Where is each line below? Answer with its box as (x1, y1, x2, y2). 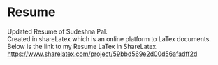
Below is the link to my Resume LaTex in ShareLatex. (7, 42, 159, 50)
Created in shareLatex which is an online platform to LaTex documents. (7, 34, 212, 43)
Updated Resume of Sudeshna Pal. (7, 27, 108, 36)
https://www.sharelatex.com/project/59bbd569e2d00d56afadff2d (7, 50, 198, 58)
